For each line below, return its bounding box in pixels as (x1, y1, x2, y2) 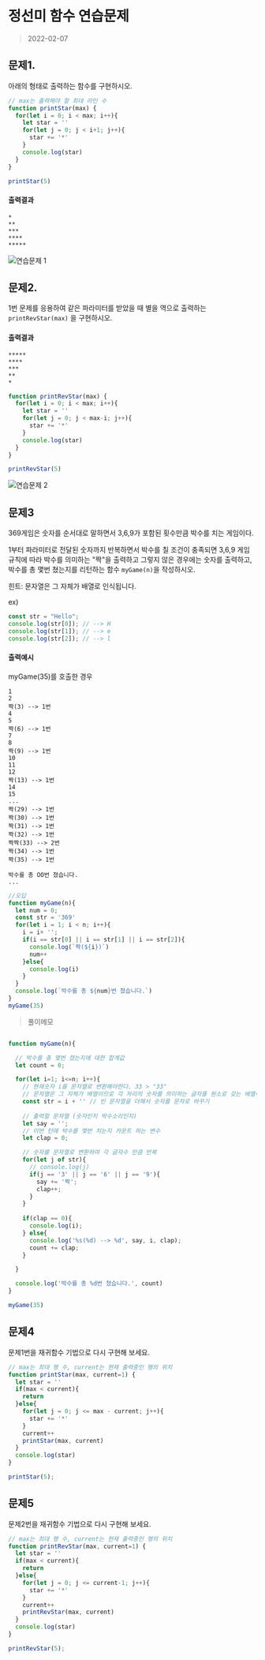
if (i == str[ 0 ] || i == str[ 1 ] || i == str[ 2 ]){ (22, 936, 185, 944)
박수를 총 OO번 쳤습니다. (8, 871, 79, 879)
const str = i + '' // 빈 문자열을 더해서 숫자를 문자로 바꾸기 (22, 1098, 210, 1106)
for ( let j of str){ (22, 1156, 87, 1164)
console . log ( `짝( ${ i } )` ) (28, 942, 110, 951)
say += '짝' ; (36, 1178, 77, 1186)
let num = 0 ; (15, 906, 58, 914)
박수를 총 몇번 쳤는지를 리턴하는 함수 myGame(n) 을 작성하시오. (8, 565, 196, 575)
